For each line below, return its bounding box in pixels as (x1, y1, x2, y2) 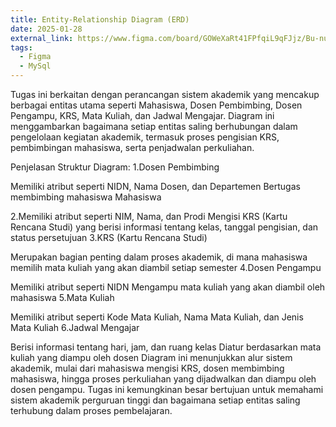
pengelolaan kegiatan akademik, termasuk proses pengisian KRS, (10, 131, 280, 143)
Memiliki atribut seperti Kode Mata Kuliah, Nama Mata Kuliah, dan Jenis (10, 311, 304, 323)
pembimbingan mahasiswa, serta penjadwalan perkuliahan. (10, 142, 255, 153)
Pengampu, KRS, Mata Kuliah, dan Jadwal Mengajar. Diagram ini (10, 110, 275, 121)
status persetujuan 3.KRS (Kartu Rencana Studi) (10, 232, 208, 243)
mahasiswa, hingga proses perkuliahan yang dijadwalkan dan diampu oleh (10, 373, 317, 385)
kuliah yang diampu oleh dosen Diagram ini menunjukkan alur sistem (10, 352, 293, 363)
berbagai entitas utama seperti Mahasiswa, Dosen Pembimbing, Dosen (10, 99, 303, 111)
